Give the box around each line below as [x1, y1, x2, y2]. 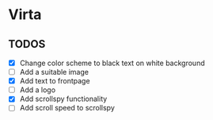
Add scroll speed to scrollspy [19, 103, 115, 113]
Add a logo [19, 85, 56, 95]
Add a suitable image [19, 68, 89, 77]
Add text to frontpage [19, 76, 90, 86]
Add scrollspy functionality [19, 94, 108, 104]
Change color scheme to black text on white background [19, 58, 205, 68]
